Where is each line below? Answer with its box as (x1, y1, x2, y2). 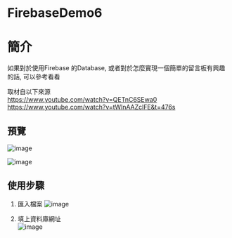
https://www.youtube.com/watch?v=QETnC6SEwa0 (7, 95, 157, 104)
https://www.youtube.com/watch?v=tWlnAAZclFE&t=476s (7, 103, 176, 112)
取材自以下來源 (7, 88, 51, 96)
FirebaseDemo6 (7, 5, 103, 21)
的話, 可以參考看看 (7, 72, 60, 81)
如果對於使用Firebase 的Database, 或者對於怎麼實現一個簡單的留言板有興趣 (7, 64, 226, 72)
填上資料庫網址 (17, 214, 61, 223)
